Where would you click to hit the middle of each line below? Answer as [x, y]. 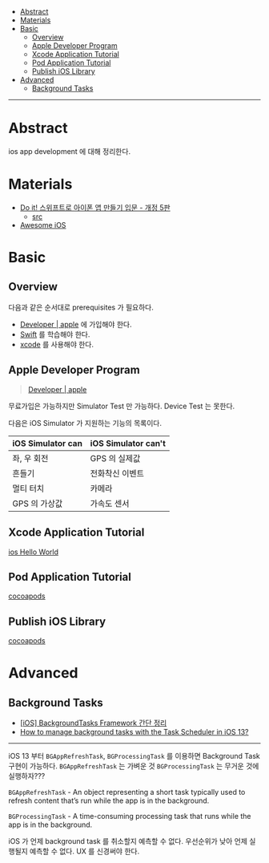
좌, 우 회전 [30, 458]
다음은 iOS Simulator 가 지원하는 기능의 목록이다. [85, 423]
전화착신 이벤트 [117, 473]
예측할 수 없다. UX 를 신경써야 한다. [84, 851]
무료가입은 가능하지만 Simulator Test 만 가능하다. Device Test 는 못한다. [122, 406]
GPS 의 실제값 [115, 458]
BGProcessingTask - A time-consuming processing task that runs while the [130, 816]
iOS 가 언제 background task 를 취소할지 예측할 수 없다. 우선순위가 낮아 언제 [128, 841]
